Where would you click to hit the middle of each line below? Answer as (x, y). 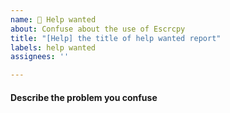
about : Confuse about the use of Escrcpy (98, 29)
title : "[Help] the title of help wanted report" (116, 38)
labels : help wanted (53, 47)
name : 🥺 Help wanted (53, 19)
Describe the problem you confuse (84, 97)
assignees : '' (40, 57)
